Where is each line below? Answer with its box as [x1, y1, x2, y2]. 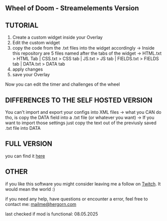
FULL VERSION [5, 140, 52, 148]
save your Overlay [12, 72, 50, 78]
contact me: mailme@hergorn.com [5, 201, 76, 207]
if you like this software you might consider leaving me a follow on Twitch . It [5, 180, 161, 187]
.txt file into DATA [5, 125, 41, 131]
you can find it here [5, 153, 45, 159]
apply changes [12, 66, 43, 72]
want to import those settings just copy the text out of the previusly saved [5, 120, 157, 126]
